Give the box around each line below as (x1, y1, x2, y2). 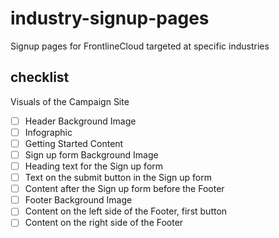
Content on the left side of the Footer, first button (24, 205, 228, 217)
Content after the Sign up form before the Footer (24, 183, 225, 195)
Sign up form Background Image (24, 148, 159, 161)
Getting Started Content (24, 137, 124, 149)
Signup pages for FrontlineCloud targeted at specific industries (10, 40, 270, 52)
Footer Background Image (24, 194, 133, 206)
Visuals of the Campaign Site (10, 95, 130, 107)
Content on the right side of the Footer (24, 217, 184, 229)
